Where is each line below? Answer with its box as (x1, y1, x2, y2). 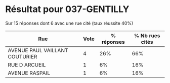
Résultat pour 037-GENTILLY (5, 4, 130, 15)
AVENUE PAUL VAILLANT (8, 47, 68, 54)
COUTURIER (8, 53, 37, 60)
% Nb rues (134, 32, 160, 39)
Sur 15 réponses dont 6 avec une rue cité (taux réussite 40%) (5, 20, 134, 26)
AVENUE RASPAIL (8, 69, 51, 76)
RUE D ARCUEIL (8, 61, 46, 68)
